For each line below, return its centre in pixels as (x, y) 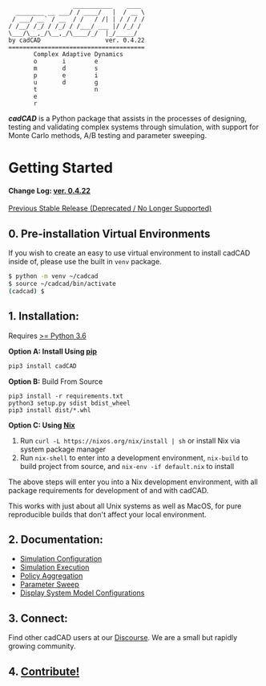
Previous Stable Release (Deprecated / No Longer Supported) (110, 208)
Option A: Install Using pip (53, 351)
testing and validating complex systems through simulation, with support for (133, 127)
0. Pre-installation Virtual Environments (109, 233)
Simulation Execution (54, 567)
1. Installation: (44, 316)
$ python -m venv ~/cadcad (53, 276)
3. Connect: (38, 618)
